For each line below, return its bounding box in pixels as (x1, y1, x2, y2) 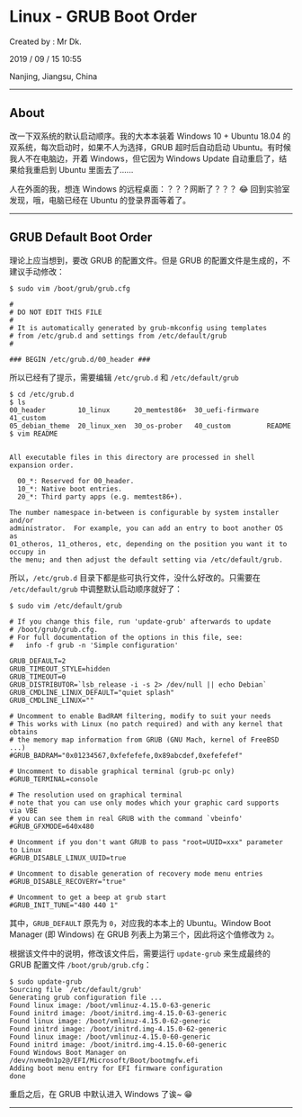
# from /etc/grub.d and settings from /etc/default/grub (9, 331, 227, 340)
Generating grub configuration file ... (9, 993, 164, 1002)
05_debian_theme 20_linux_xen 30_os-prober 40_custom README (9, 421, 292, 430)
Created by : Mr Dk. (9, 36, 83, 47)
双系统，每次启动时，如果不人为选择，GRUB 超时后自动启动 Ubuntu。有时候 (9, 141, 292, 152)
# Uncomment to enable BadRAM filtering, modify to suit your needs (9, 711, 271, 721)
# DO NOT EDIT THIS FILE (9, 308, 102, 317)
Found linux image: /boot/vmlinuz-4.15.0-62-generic (9, 1016, 211, 1025)
